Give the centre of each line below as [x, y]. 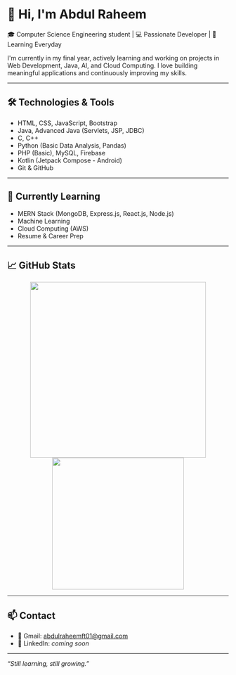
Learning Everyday [34, 44]
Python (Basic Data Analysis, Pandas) [72, 145]
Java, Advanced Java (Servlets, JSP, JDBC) [81, 130]
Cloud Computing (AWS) [53, 229]
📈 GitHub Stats [41, 265]
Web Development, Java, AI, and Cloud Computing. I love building [103, 65]
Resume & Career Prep [51, 236]
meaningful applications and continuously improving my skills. [97, 72]
